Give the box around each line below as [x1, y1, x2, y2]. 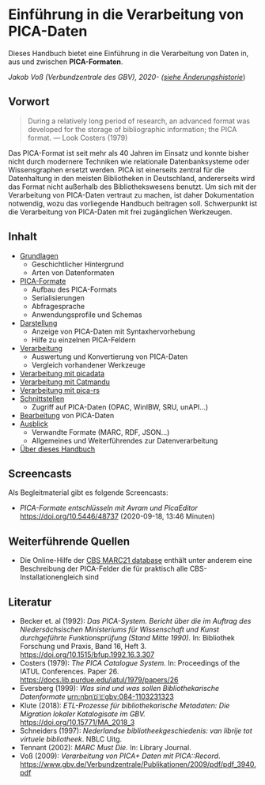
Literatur [8, 595, 52, 609]
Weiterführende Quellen [8, 534, 131, 548]
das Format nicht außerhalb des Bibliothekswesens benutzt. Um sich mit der [8, 182, 257, 191]
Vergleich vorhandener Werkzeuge [31, 360, 146, 369]
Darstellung [19, 318, 58, 327]
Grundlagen [19, 251, 59, 260]
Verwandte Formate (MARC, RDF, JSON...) [31, 427, 170, 436]
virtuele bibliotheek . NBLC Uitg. [19, 734, 123, 744]
